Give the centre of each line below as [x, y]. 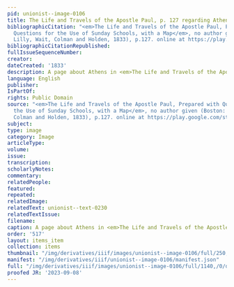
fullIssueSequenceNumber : [45, 53]
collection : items [34, 247]
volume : [18, 150]
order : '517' [26, 234]
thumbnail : [23, 254]
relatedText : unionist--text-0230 [57, 208]
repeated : [22, 195]
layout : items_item [36, 240]
